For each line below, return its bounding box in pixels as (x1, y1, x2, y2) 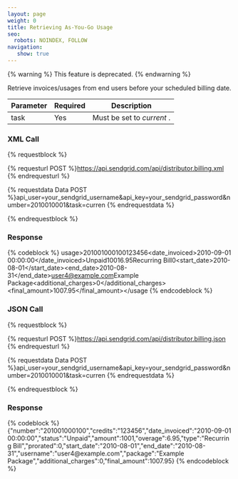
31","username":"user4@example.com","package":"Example (7, 449, 185, 458)
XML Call (7, 133, 39, 143)
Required (53, 101, 86, 111)
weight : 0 (7, 17, 37, 24)
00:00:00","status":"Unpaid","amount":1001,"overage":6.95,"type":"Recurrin (7, 434, 229, 443)
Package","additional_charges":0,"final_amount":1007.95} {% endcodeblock (7, 457, 229, 465)
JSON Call (7, 304, 43, 314)
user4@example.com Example (51, 271, 139, 280)
